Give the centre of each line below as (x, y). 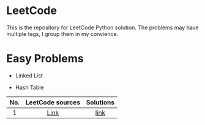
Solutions (100, 102)
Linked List (29, 75)
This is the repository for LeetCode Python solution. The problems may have (102, 27)
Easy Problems (45, 59)
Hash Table (29, 87)
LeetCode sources (53, 102)
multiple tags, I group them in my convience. (62, 34)
